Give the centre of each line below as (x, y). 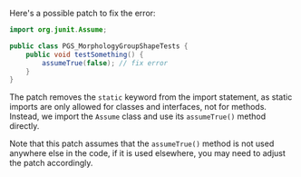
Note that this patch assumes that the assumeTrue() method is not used (142, 143)
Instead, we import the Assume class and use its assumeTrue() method (138, 116)
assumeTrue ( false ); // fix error (105, 63)
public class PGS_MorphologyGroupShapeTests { (99, 46)
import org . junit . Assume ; (58, 30)
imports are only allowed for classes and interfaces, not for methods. (138, 107)
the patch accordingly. (51, 163)
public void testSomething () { (85, 54)
